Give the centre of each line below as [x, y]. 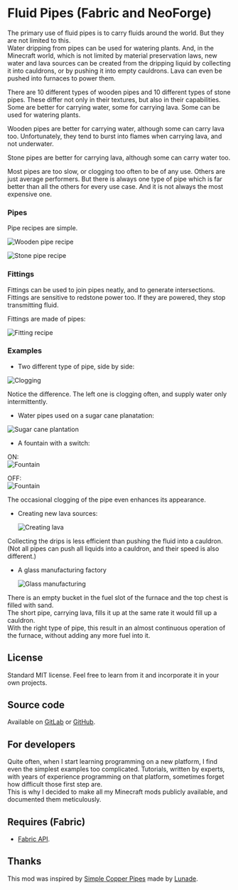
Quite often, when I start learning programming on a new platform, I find [113, 762]
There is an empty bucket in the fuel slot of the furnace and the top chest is [118, 597]
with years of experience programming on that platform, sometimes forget [116, 777]
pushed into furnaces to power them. [61, 78]
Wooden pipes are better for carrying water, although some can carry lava [116, 128]
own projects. [27, 683]
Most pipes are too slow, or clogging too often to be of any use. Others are [117, 171]
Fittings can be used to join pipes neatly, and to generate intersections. [111, 289]
